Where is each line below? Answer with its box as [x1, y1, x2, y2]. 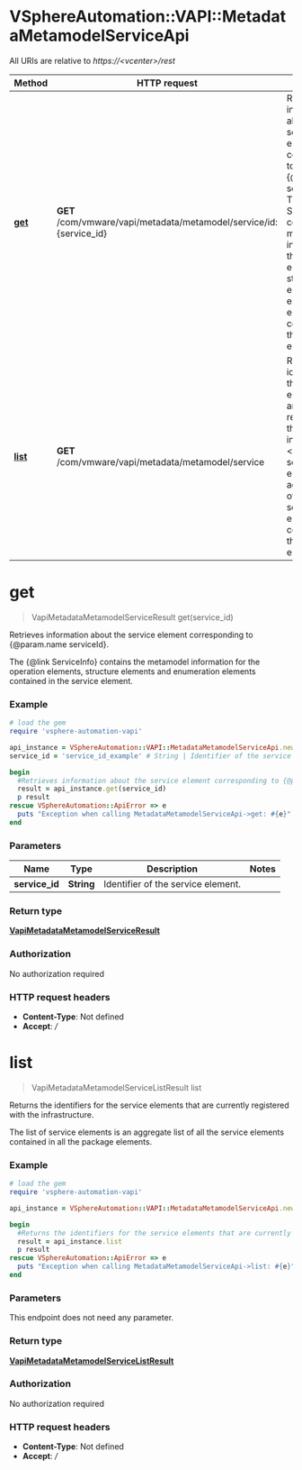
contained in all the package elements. [9, 1136, 153, 1146]
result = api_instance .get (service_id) [17, 784, 167, 794]
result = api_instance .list [17, 1237, 123, 1246]
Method [13, 77, 49, 89]
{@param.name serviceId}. [9, 638, 110, 650]
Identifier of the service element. [102, 878, 241, 890]
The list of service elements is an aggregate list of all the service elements [9, 1127, 285, 1137]
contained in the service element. [9, 675, 133, 686]
